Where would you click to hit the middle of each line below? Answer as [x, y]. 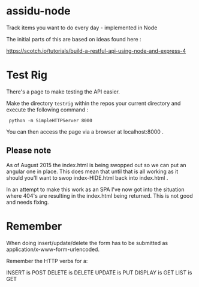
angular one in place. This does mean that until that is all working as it [92, 171]
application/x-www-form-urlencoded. [53, 249]
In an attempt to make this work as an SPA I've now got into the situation [95, 189]
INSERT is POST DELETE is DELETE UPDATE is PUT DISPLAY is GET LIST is [99, 272]
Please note [29, 151]
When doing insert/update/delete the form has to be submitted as [87, 243]
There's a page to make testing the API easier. [63, 92]
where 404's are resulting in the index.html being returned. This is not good [99, 195]
